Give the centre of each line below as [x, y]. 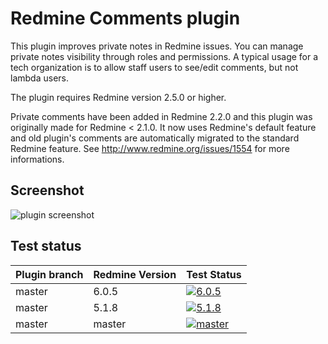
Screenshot [47, 190]
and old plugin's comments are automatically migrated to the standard [155, 138]
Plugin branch [49, 274]
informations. [37, 159]
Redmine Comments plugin [125, 18]
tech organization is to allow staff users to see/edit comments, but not [154, 67]
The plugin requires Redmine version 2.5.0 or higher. [118, 97]
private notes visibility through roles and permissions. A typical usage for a [164, 56]
